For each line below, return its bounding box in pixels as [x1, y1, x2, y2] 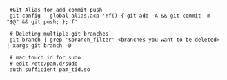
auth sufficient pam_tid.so [9, 66, 90, 73]
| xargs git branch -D [6, 42, 72, 49]
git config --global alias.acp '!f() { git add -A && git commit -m [9, 12, 211, 19]
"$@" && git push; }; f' [6, 18, 78, 25]
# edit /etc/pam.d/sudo [9, 60, 78, 67]
